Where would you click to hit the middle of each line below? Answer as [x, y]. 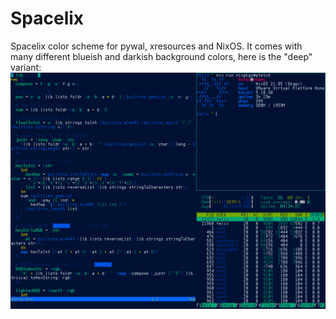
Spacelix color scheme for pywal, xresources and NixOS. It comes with [156, 46]
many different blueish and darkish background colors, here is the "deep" [161, 56]
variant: [26, 67]
